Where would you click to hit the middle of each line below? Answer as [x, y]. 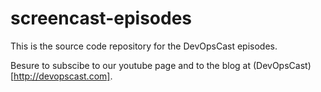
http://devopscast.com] [62, 76]
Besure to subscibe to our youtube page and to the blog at [131, 65]
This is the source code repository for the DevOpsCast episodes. [144, 46]
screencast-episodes [101, 18]
